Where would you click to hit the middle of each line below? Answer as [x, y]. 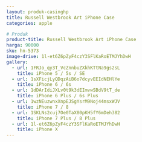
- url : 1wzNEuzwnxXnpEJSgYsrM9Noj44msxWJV [66, 102]
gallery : [17, 62]
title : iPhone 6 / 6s [44, 85]
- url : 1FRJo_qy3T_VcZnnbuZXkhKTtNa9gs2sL [66, 68]
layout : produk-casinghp [37, 12]
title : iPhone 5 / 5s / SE [51, 73]
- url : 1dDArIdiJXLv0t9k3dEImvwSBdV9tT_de [66, 90]
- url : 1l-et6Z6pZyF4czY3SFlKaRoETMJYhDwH [66, 124]
